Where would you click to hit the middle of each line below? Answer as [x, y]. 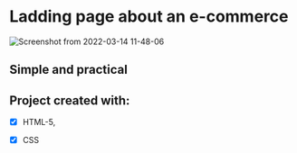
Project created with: [70, 100]
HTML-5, [39, 122]
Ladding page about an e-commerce [149, 17]
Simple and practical [69, 70]
